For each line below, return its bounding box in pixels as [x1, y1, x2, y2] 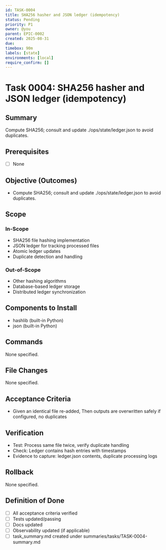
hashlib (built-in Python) [12, 317, 64, 323]
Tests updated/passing [12, 516, 61, 522]
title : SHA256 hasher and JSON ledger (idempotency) [5, 12, 120, 17]
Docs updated [12, 521, 43, 527]
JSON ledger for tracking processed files [12, 242, 100, 249]
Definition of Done [5, 496, 65, 505]
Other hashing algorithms [12, 278, 66, 284]
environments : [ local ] [5, 55, 54, 61]
